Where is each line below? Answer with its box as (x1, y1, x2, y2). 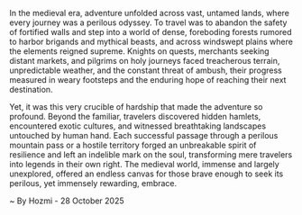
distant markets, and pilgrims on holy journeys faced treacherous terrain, (9, 56, 280, 66)
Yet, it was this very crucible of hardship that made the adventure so (9, 102, 263, 112)
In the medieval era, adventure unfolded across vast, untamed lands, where (9, 8, 290, 18)
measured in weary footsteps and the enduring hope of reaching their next (9, 75, 287, 85)
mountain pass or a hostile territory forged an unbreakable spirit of (9, 139, 257, 150)
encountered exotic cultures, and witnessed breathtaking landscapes (9, 121, 267, 131)
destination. (9, 85, 53, 94)
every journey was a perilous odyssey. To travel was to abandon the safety (9, 17, 288, 28)
